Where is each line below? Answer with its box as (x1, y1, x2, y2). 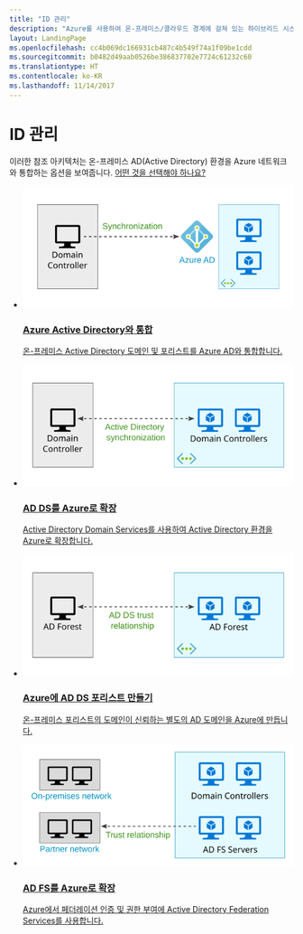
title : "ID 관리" (9, 14, 70, 23)
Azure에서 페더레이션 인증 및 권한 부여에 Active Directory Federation (22, 904, 270, 915)
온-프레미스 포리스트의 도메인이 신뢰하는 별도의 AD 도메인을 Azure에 (22, 714, 264, 724)
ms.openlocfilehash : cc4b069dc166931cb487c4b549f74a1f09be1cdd (9, 43, 252, 52)
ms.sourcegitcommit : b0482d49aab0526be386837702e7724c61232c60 (9, 52, 252, 62)
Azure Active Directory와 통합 (22, 323, 153, 336)
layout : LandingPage (9, 33, 87, 42)
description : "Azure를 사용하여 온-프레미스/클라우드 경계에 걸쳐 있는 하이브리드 (9, 23, 280, 33)
